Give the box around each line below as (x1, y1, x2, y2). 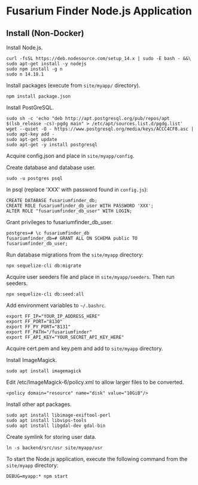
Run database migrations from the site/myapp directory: (6, 251, 144, 258)
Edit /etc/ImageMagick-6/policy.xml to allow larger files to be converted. (6, 379, 184, 385)
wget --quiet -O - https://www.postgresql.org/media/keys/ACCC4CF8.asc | (6, 126, 194, 132)
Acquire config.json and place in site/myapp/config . (6, 152, 135, 159)
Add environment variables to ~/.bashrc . (6, 302, 106, 309)
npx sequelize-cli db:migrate (6, 263, 82, 269)
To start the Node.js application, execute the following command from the (6, 456, 188, 462)
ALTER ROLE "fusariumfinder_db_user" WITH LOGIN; (6, 208, 133, 214)
